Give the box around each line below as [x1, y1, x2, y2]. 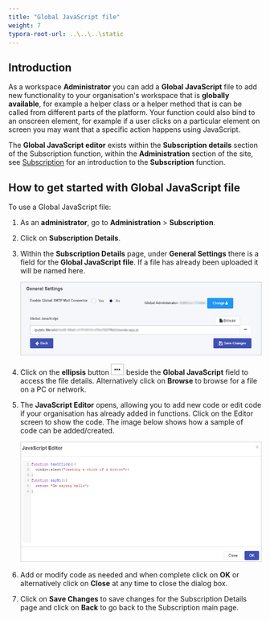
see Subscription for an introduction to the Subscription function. [8, 158, 226, 167]
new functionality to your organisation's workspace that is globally [8, 91, 230, 101]
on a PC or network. [19, 384, 87, 394]
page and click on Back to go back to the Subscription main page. [19, 602, 239, 612]
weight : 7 [8, 21, 42, 30]
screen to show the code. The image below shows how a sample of [19, 417, 243, 426]
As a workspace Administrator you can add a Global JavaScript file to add [8, 82, 257, 92]
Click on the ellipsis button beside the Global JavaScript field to [19, 367, 249, 377]
